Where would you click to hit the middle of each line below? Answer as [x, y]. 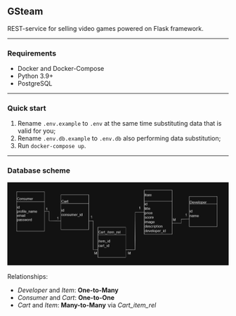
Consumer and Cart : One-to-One [66, 297]
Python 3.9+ [35, 76]
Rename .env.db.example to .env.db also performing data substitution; [119, 138]
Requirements [32, 53]
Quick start [27, 108]
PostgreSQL [35, 84]
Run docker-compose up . [52, 146]
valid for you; [37, 131]
